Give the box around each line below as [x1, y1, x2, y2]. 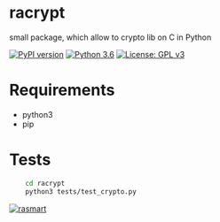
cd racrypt [25, 179, 66, 188]
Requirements [9, 80, 115, 100]
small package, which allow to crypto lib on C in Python [9, 32, 212, 42]
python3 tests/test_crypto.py [25, 187, 137, 196]
